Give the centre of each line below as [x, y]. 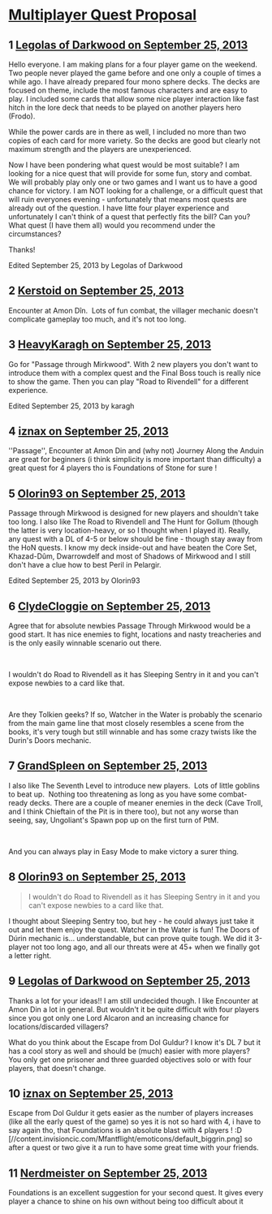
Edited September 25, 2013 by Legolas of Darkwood [96, 265]
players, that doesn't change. [57, 1068]
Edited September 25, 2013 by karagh [71, 406]
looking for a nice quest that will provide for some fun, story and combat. [130, 173]
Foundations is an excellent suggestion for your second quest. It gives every [136, 1193]
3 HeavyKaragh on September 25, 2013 [110, 345]
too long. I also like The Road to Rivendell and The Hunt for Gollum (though [133, 522]
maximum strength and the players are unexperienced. [100, 149]
